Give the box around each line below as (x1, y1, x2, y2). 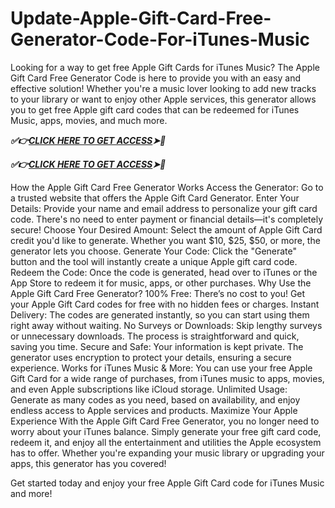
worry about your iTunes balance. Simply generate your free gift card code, (10, 425, 322, 437)
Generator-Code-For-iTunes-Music (10, 28, 311, 51)
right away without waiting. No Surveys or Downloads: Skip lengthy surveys (10, 319, 323, 331)
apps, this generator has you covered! (10, 457, 167, 469)
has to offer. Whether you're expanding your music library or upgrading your (10, 447, 325, 459)
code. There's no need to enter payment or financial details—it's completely (10, 213, 324, 225)
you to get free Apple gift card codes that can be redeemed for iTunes (10, 103, 300, 116)
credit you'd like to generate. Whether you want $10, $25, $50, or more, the (10, 234, 321, 246)
